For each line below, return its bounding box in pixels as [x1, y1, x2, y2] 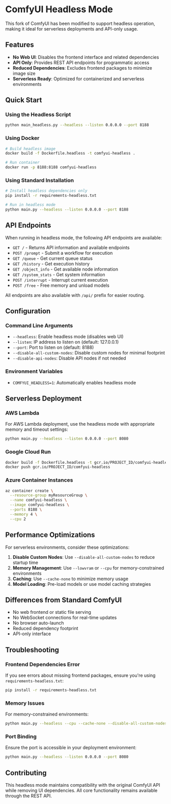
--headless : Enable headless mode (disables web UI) [12, 334, 124, 340]
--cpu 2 [10, 516, 26, 522]
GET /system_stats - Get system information [12, 271, 105, 278]
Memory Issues [5, 699, 45, 706]
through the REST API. [5, 793, 52, 799]
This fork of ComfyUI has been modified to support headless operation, [5, 20, 155, 26]
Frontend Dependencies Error [5, 661, 80, 668]
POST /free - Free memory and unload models [12, 282, 109, 288]
